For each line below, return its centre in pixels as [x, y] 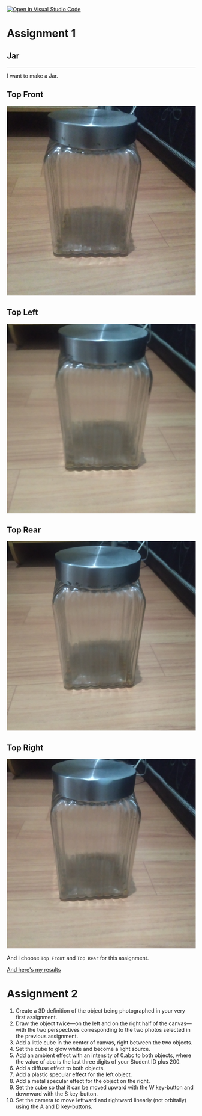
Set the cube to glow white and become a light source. [83, 1049]
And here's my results [34, 970]
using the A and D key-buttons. [54, 1106]
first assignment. [36, 1017]
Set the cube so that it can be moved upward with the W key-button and [104, 1087]
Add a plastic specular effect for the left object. [74, 1074]
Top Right [25, 748]
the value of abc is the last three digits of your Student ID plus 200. [98, 1062]
